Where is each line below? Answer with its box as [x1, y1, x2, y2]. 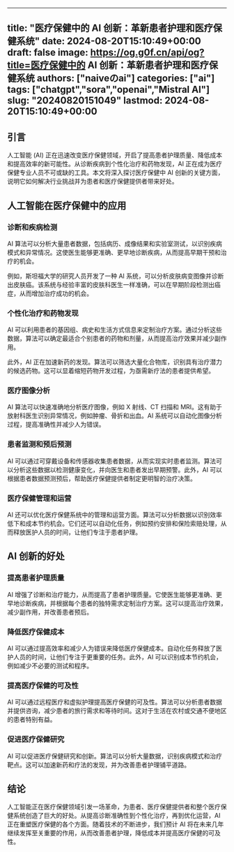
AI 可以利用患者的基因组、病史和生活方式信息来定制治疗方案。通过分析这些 [7, 325, 223, 334]
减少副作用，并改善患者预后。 [7, 608, 93, 616]
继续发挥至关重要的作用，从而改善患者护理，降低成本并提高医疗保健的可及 [7, 829, 221, 837]
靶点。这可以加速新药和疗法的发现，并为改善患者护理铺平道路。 [7, 761, 190, 769]
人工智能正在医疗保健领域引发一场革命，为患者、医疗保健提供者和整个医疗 [7, 802, 221, 811]
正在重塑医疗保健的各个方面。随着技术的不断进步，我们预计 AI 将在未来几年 [7, 820, 224, 828]
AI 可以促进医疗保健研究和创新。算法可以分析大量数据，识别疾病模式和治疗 [7, 751, 223, 760]
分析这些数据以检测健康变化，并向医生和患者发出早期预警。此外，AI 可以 [13, 465, 223, 473]
